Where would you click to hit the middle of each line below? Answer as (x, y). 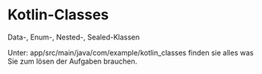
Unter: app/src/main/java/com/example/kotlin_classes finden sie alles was (131, 52)
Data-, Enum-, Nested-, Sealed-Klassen (74, 37)
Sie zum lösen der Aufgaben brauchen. (73, 61)
